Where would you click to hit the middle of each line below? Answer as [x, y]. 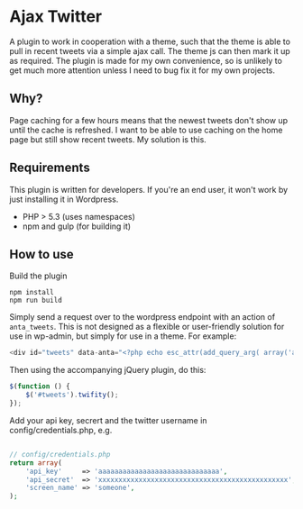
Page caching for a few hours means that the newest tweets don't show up [149, 120]
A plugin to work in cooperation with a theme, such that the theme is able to [150, 41]
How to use [41, 254]
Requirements [50, 168]
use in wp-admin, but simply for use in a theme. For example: [123, 336]
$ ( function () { [40, 386]
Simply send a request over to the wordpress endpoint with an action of [142, 317]
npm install [32, 293]
